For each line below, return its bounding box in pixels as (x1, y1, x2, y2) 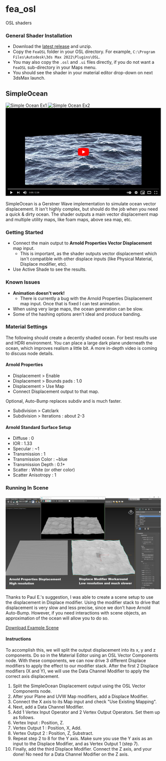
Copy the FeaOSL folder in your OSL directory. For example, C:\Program (12, 48, 155, 55)
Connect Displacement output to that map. (12, 388, 100, 394)
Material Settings (5, 323, 48, 330)
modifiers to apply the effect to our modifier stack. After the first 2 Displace (5, 663, 159, 668)
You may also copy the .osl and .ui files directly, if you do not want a (12, 59, 155, 65)
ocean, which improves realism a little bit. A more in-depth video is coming (5, 345, 157, 351)
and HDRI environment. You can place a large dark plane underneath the (5, 340, 153, 346)
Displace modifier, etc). (20, 261, 67, 267)
